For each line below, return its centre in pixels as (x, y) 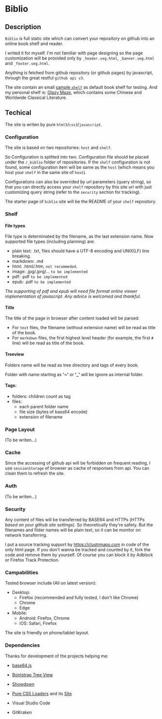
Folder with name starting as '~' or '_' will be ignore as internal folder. (74, 374)
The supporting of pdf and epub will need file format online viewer (71, 291)
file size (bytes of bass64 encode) (53, 412)
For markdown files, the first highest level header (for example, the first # (83, 338)
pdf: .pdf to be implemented (40, 277)
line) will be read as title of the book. (48, 343)
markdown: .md (28, 261)
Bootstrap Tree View (32, 674)
